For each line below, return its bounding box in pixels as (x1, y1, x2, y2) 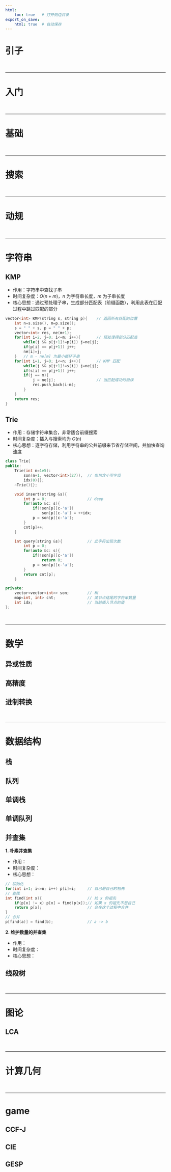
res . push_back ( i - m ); (32, 383, 76, 388)
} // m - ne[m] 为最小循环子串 (14, 353, 80, 359)
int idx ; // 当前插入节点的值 (14, 600, 125, 605)
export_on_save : (5, 17, 40, 22)
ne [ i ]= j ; (23, 349, 42, 355)
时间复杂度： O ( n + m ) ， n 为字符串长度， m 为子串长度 (12, 293, 125, 299)
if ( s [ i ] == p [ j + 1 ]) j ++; (23, 368, 76, 373)
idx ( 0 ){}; (23, 477, 44, 483)
